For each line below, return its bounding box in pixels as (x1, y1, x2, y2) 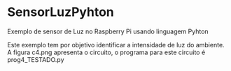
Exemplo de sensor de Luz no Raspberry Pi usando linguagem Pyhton (7, 27, 209, 35)
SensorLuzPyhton (7, 4, 114, 20)
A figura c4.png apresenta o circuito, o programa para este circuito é (7, 48, 206, 56)
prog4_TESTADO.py (7, 55, 64, 63)
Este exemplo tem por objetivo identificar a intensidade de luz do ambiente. (7, 40, 225, 49)
